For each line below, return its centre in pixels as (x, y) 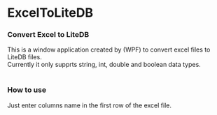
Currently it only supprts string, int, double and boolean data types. (104, 65)
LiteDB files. (24, 57)
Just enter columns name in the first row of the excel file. (90, 105)
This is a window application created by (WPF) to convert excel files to (109, 49)
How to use (27, 90)
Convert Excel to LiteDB (48, 35)
